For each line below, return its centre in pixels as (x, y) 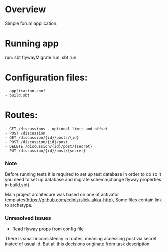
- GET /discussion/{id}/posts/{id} (42, 137)
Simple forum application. (32, 23)
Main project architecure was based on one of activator (62, 195)
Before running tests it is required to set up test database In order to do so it (83, 174)
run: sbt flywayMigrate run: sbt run (41, 57)
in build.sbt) (17, 185)
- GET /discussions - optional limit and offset (57, 129)
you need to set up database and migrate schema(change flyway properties (83, 180)
